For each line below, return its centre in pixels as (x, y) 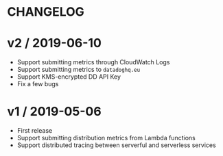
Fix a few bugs (38, 84)
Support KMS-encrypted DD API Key (69, 77)
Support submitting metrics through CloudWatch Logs (93, 62)
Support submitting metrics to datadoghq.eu (79, 70)
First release (35, 131)
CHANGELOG (46, 12)
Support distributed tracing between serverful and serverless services (116, 145)
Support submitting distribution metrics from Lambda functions (106, 138)
